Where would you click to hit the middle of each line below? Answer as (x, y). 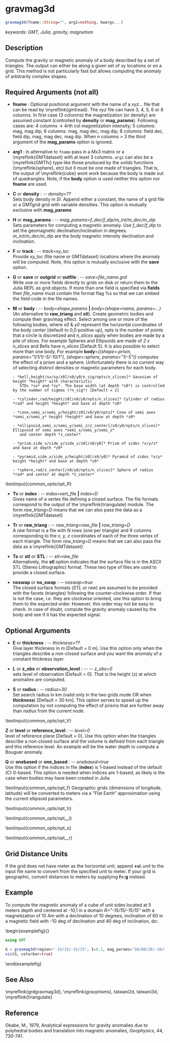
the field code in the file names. (46, 299)
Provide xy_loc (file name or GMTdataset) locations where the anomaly (86, 257)
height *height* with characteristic (52, 381)
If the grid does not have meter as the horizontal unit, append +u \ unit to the (84, 866)
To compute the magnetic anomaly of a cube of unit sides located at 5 (78, 905)
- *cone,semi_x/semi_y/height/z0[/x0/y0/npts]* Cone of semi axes (84, 413)
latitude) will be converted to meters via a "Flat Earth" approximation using (83, 793)
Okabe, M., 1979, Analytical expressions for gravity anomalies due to (77, 1025)
